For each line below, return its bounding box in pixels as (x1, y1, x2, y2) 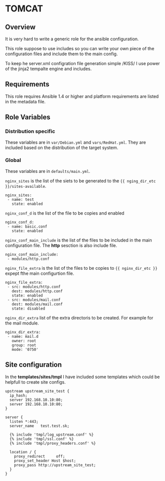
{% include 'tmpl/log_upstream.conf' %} (9, 432, 94, 437)
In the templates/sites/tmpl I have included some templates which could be (5, 374, 160, 380)
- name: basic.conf (7, 224, 48, 229)
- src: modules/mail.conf (7, 297, 61, 302)
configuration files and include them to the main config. (5, 51, 118, 57)
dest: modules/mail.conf (11, 302, 63, 307)
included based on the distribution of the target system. (5, 145, 119, 151)
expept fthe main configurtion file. (5, 270, 75, 276)
